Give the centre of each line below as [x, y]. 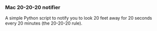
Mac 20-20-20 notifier [33, 7]
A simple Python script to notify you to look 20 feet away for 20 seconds [79, 18]
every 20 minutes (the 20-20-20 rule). [44, 23]
